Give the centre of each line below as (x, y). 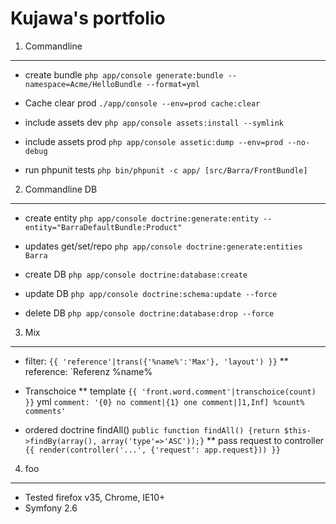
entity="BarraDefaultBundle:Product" (103, 227)
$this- (297, 430)
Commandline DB (61, 189)
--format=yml (173, 84)
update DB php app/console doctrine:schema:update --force (151, 293)
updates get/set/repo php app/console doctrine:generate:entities (163, 246)
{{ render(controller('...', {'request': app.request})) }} (152, 450)
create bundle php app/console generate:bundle (124, 74)
